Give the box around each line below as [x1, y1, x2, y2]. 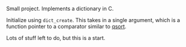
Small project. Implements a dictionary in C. [6, 5, 114, 12]
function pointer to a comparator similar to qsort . [6, 23, 127, 30]
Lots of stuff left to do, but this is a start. [6, 35, 106, 41]
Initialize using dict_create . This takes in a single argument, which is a [6, 17, 181, 23]
